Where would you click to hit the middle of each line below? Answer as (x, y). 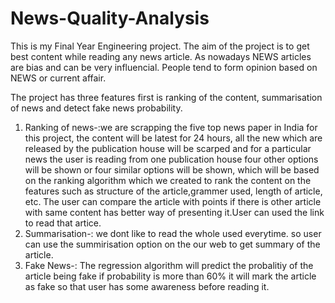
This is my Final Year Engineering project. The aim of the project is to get (160, 46)
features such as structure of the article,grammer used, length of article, (173, 191)
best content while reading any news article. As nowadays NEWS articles (161, 56)
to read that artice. (63, 223)
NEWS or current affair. (58, 78)
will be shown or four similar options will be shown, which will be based (172, 169)
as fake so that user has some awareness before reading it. (147, 286)
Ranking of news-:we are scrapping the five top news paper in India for (171, 127)
